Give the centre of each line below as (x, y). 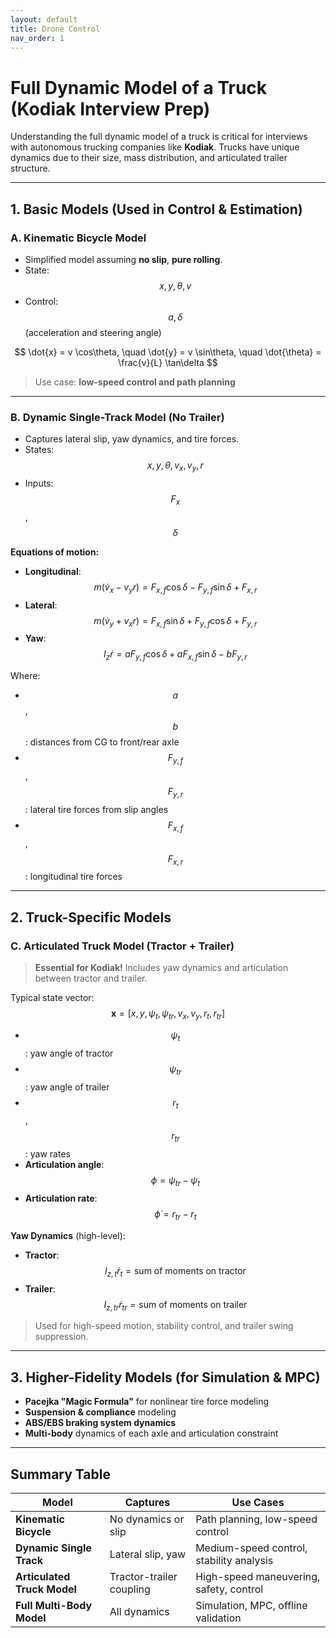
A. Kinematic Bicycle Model (78, 238)
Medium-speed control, (251, 1548)
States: (39, 450)
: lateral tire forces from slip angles (96, 809)
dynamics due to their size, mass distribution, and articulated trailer (149, 158)
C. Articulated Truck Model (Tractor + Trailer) (122, 946)
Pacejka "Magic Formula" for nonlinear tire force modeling (147, 1402)
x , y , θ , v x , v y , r (175, 466)
